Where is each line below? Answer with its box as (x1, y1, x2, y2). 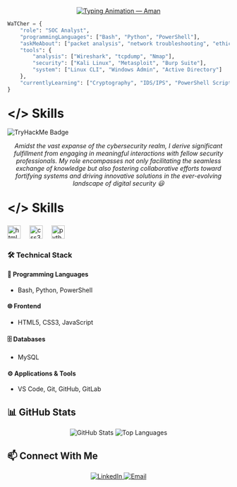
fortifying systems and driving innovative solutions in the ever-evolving (15, 172, 222, 180)
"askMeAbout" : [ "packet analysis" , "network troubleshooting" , (20, 40, 210, 47)
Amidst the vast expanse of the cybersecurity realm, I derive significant (14, 142, 223, 150)
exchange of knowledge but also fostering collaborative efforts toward (16, 164, 221, 173)
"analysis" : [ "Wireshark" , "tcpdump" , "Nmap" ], (32, 53, 175, 60)
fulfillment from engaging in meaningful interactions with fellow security (13, 149, 224, 158)
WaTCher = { (7, 20, 42, 28)
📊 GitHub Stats (7, 406, 76, 418)
